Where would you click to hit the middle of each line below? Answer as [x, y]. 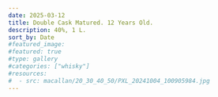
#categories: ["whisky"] [49, 66]
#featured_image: [37, 45]
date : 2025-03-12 [37, 15]
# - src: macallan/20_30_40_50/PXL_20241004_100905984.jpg [109, 81]
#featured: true [35, 52]
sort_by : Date [32, 37]
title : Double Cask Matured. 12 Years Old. [81, 23]
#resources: [28, 74]
